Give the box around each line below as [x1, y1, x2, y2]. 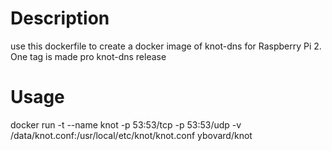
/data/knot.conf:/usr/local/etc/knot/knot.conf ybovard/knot [10, 129, 253, 141]
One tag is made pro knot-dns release [10, 50, 167, 62]
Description [10, 7, 110, 30]
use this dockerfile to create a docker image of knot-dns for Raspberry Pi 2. [10, 40, 322, 52]
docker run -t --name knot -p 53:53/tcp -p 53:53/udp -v [10, 118, 242, 131]
